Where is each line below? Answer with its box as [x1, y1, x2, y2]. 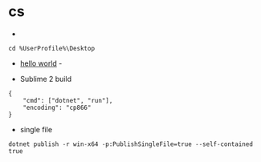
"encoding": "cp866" [22, 103, 92, 111]
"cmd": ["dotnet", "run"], [22, 96, 113, 104]
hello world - [19, 59, 63, 68]
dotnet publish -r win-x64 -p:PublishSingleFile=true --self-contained [8, 140, 253, 148]
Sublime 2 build [19, 74, 72, 83]
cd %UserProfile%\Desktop [8, 44, 95, 52]
